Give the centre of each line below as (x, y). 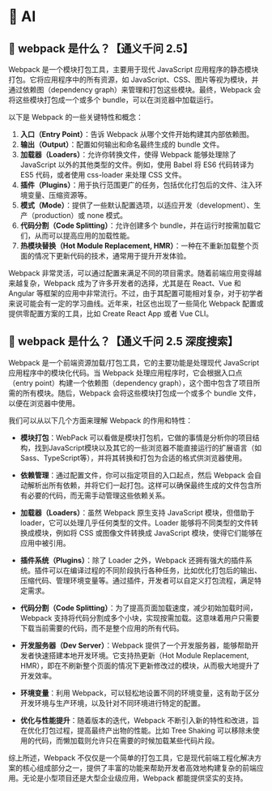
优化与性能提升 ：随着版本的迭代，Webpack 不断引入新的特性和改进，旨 (140, 720)
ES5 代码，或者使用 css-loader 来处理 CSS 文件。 (103, 175)
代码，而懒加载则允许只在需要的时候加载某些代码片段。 (127, 740)
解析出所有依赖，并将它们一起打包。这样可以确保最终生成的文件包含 (141, 485)
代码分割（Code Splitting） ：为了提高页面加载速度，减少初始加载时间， (138, 608)
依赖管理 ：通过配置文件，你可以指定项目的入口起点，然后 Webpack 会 (137, 475)
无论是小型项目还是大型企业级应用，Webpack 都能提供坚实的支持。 (135, 778)
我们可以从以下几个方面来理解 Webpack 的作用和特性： (100, 420)
